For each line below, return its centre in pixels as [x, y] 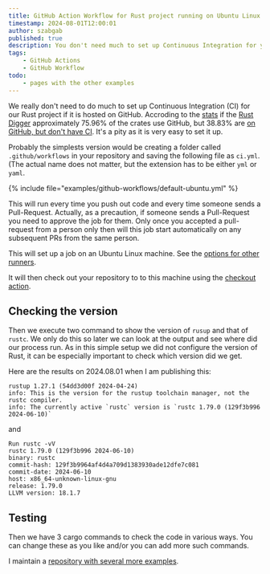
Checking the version [63, 311]
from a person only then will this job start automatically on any [139, 229]
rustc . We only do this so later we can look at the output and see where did [133, 339]
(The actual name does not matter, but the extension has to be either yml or [133, 164]
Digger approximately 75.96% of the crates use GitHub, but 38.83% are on [132, 123]
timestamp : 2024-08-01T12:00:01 [62, 23]
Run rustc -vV [32, 444]
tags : [17, 53]
